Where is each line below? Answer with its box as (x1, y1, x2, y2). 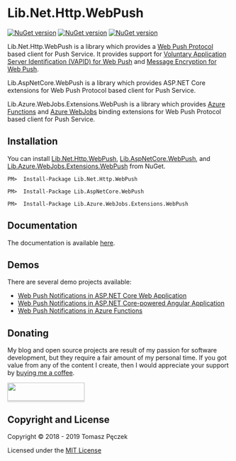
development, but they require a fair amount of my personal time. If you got (7, 353, 227, 362)
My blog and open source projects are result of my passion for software (7, 346, 218, 355)
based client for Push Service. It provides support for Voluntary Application (7, 50, 227, 58)
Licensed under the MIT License (7, 446, 101, 455)
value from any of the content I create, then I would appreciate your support (7, 361, 229, 370)
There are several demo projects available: (7, 278, 132, 287)
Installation (7, 135, 58, 148)
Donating (7, 327, 50, 339)
